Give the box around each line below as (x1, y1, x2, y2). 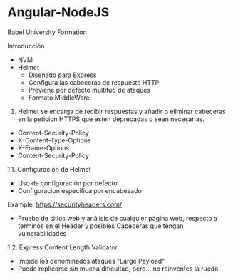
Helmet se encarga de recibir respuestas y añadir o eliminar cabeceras (17, 107, 226, 115)
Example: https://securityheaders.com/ (7, 200, 123, 209)
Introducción (7, 41, 45, 50)
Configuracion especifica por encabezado (17, 186, 143, 195)
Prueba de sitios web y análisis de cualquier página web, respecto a (17, 214, 217, 222)
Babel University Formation (7, 28, 87, 36)
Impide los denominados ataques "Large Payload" (17, 256, 165, 265)
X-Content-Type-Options (17, 136, 91, 145)
